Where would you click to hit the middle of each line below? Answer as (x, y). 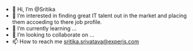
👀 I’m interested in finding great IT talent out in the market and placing (99, 16)
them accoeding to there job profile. (57, 22)
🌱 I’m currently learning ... (44, 28)
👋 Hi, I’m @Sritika (34, 9)
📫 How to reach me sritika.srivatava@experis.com (76, 41)
